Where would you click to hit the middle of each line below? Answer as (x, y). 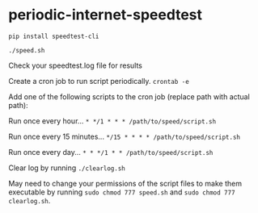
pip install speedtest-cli (54, 36)
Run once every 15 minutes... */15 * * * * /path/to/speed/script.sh (125, 136)
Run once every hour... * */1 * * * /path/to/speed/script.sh (112, 121)
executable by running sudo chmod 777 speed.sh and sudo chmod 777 (122, 192)
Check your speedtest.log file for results (76, 65)
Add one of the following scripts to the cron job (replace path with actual (129, 96)
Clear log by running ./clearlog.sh (67, 168)
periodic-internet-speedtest (106, 15)
